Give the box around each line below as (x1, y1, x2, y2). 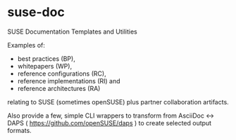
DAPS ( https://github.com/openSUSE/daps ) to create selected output (7, 118, 212, 127)
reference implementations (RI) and (17, 76, 121, 85)
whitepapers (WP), (17, 62, 73, 70)
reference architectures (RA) (17, 84, 101, 92)
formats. (7, 126, 32, 134)
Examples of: (7, 41, 46, 49)
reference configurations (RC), (17, 69, 107, 78)
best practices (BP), (17, 54, 75, 63)
